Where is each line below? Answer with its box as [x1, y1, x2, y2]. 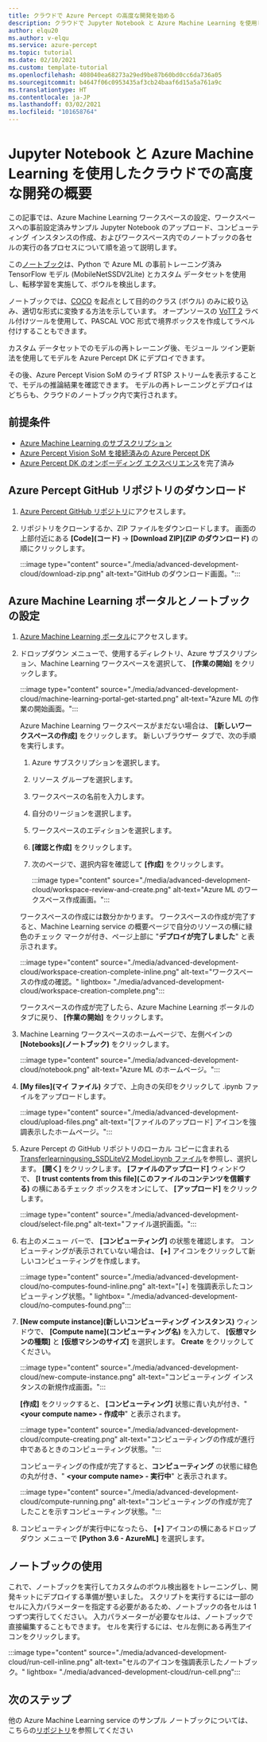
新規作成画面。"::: [47, 1382, 106, 1392]
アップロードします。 [41, 1091, 110, 1101]
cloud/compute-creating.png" [19, 1434, 118, 1444]
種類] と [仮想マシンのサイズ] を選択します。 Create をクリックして [33, 1337, 254, 1347]
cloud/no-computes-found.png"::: [19, 1300, 131, 1310]
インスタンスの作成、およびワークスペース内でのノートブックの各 [30, 232, 246, 242]
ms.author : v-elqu [8, 33, 69, 42]
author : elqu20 [8, 26, 59, 34]
